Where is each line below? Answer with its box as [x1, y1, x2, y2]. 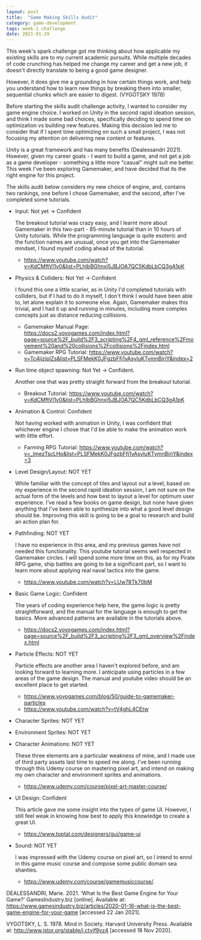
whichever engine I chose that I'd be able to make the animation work [14, 426, 187, 433]
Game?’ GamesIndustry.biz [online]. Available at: [6, 896, 126, 903]
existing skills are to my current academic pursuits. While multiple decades [6, 54, 191, 61]
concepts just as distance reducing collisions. [14, 311, 128, 319]
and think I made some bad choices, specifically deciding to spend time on [6, 115, 191, 123]
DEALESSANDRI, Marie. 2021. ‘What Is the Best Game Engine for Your [6, 890, 179, 897]
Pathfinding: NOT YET [14, 530, 70, 537]
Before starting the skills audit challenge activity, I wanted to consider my [6, 103, 187, 110]
